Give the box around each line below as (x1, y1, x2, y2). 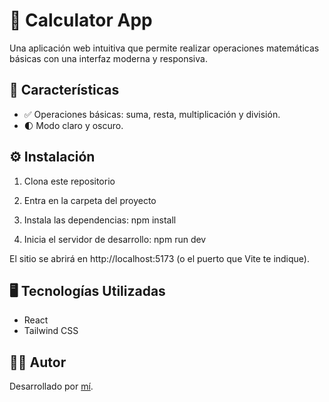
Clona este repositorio (23, 175, 116, 187)
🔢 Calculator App (9, 9, 153, 32)
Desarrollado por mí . (9, 380, 94, 393)
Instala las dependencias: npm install (23, 214, 177, 226)
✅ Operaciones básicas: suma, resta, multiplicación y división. (23, 108, 281, 120)
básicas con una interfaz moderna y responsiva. (9, 52, 208, 64)
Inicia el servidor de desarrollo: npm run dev (23, 233, 207, 245)
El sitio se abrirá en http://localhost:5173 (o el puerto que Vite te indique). (9, 252, 310, 264)
